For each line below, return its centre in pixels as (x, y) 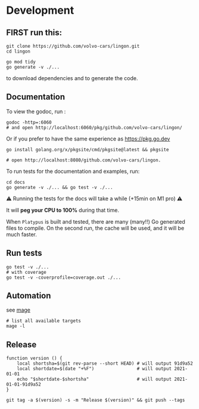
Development (40, 10)
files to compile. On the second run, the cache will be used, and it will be (95, 228)
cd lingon (18, 51)
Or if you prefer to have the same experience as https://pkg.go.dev (88, 139)
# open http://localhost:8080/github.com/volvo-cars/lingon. (84, 160)
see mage (18, 310)
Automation (29, 296)
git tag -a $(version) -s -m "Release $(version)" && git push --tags (96, 400)
